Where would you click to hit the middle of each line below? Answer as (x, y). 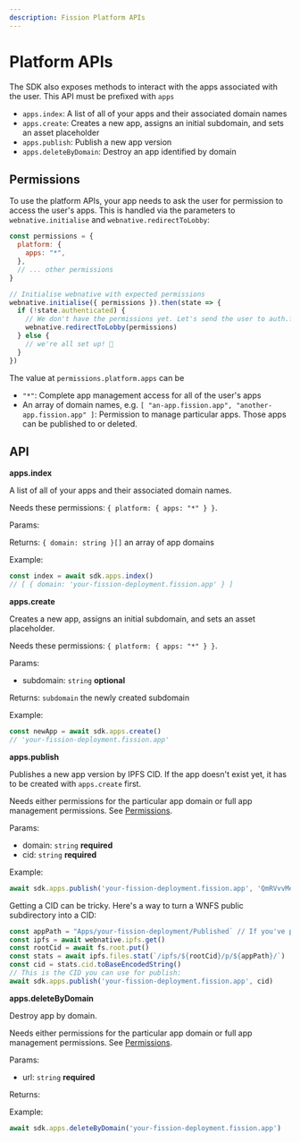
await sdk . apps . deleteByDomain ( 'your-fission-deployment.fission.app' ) (145, 1128)
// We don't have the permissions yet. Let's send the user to (146, 319)
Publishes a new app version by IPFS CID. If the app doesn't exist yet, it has (148, 774)
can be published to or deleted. (80, 423)
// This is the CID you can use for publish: (95, 973)
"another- (254, 405)
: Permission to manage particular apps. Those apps (191, 414)
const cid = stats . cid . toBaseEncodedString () (95, 965)
